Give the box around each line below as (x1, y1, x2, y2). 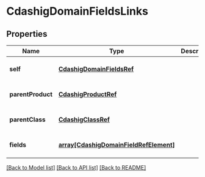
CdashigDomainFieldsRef (58, 65, 134, 73)
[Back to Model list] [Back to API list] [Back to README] (6, 164, 146, 171)
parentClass (9, 115, 46, 124)
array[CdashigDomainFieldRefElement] (58, 141, 175, 149)
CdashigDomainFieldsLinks (6, 4, 148, 18)
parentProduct (9, 90, 53, 99)
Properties (6, 29, 48, 39)
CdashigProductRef (58, 90, 117, 99)
